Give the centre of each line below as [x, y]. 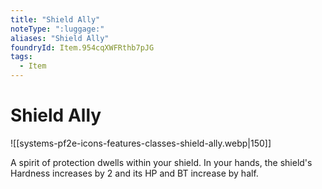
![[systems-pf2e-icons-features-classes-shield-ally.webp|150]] [141, 143]
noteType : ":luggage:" [57, 29]
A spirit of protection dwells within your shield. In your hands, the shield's [161, 162]
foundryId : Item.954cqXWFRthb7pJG [82, 47]
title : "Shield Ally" [55, 19]
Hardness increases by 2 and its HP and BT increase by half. [134, 173]
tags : [21, 57]
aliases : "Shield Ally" [60, 38]
